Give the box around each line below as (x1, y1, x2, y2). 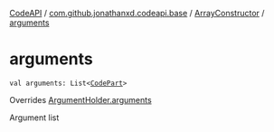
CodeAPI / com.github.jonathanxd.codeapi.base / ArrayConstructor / (9, 8, 265, 18)
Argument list (9, 112, 60, 123)
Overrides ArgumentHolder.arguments (9, 94, 152, 105)
